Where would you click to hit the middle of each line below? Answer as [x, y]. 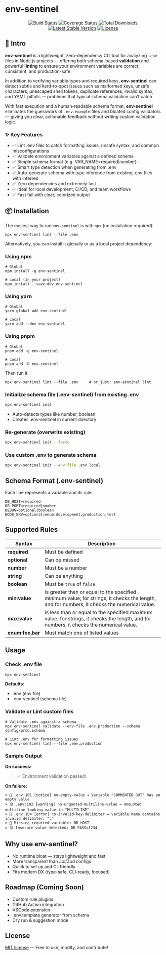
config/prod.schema [25, 730]
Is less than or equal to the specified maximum [99, 612]
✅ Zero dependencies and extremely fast [54, 184]
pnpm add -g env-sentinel [32, 351]
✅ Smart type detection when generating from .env [64, 167]
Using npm [19, 256]
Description [102, 543]
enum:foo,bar [24, 633]
